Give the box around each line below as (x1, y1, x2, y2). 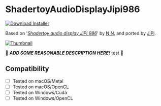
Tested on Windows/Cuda (12, 89, 67, 95)
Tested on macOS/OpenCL (12, 84, 69, 90)
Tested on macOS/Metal (12, 78, 63, 84)
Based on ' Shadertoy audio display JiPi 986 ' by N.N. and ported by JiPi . (5, 30, 156, 36)
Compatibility (5, 64, 49, 73)
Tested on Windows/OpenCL (12, 95, 73, 101)
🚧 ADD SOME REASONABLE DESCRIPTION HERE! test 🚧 (5, 50, 123, 56)
